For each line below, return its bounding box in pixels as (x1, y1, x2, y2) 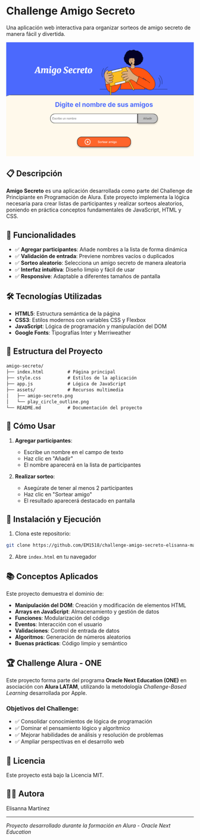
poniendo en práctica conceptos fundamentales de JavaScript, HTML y (6, 206, 182, 213)
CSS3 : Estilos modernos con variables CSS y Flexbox (14, 317, 146, 324)
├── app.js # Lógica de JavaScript (6, 381, 127, 387)
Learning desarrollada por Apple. (6, 689, 87, 697)
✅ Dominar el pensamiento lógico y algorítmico (14, 725, 131, 732)
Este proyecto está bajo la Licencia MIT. (6, 772, 104, 779)
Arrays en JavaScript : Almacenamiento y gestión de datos (14, 608, 160, 615)
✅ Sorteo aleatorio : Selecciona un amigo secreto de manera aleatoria (14, 259, 186, 266)
